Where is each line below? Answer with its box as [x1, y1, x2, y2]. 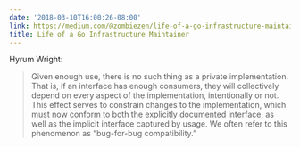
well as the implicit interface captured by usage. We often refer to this [30, 118, 287, 129]
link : [9, 21, 29, 30]
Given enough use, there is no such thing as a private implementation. [30, 71, 288, 82]
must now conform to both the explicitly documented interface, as [30, 109, 275, 120]
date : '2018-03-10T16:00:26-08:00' [9, 12, 142, 22]
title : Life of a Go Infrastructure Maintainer [9, 29, 190, 38]
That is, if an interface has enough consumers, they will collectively [30, 81, 279, 92]
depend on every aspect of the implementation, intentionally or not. [30, 90, 279, 101]
